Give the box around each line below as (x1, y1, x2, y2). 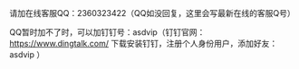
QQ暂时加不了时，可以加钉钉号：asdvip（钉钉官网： (9, 27, 206, 38)
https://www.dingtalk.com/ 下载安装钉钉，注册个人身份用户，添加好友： (9, 39, 278, 48)
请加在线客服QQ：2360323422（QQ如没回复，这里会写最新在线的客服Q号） (9, 8, 296, 18)
